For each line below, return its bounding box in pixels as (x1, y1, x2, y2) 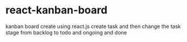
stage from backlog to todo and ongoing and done (5, 29, 127, 36)
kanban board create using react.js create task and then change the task (5, 23, 181, 30)
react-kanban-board (5, 3, 108, 17)
